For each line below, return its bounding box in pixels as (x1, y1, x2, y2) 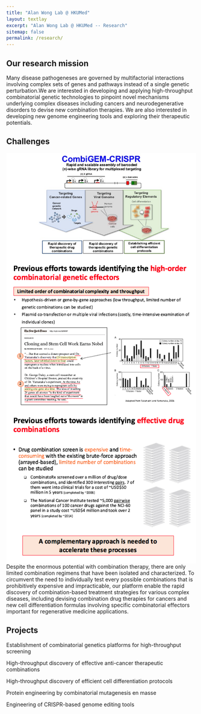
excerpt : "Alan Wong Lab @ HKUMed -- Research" (6, 22, 128, 28)
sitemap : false (6, 29, 45, 35)
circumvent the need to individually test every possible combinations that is (6, 575, 193, 583)
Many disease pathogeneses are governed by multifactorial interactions (6, 74, 185, 81)
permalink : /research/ (6, 35, 63, 42)
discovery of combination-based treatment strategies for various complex (6, 588, 190, 596)
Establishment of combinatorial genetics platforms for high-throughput (6, 641, 182, 648)
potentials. (6, 119, 32, 126)
